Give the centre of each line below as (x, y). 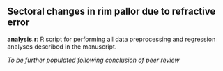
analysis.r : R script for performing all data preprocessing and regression (111, 39)
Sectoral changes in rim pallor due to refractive (111, 11)
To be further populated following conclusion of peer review (93, 60)
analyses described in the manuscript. (62, 46)
